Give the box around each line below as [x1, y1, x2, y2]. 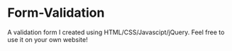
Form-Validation [7, 5, 105, 21]
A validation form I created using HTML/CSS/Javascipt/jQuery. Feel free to [7, 28, 225, 36]
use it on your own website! [7, 35, 88, 43]
